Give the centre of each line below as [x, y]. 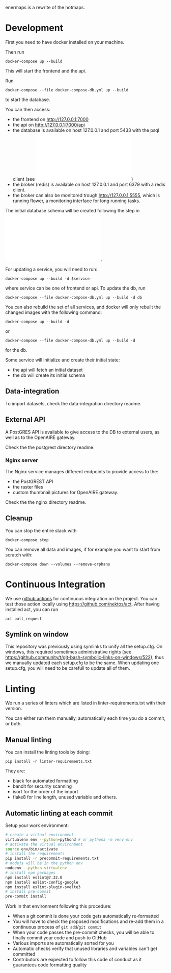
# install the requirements [35, 854]
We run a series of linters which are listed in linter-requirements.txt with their [85, 703]
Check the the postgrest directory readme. [50, 447]
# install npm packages [31, 872]
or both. [13, 724]
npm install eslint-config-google [42, 882]
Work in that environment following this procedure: [59, 906]
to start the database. [28, 100]
